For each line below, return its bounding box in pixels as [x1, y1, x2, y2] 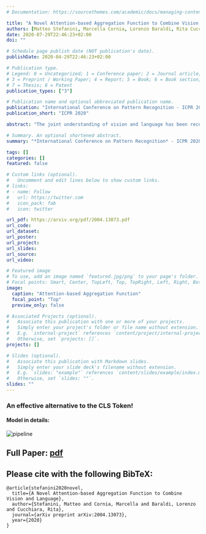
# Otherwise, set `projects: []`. [6, 336, 100, 342]
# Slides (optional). [6, 353, 62, 359]
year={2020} [12, 517, 43, 524]
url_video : [6, 257, 34, 263]
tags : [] [6, 149, 29, 155]
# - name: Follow [6, 188, 51, 195]
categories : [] [6, 154, 45, 161]
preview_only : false [12, 302, 64, 308]
